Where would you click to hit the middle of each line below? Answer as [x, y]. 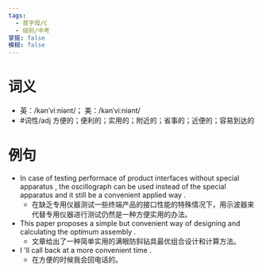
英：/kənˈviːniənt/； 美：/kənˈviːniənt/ [80, 111]
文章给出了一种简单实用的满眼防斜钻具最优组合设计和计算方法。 [136, 241]
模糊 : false [27, 45]
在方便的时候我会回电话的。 [77, 260]
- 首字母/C [31, 23]
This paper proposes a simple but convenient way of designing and [130, 223]
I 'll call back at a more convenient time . [86, 250]
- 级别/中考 [33, 30]
